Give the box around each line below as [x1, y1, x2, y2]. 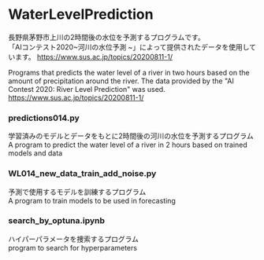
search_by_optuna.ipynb [8, 215, 105, 226]
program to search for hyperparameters [8, 243, 138, 252]
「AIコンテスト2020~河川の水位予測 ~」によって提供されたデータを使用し [8, 42, 250, 52]
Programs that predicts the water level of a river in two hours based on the [8, 68, 250, 77]
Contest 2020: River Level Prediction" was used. [8, 84, 165, 93]
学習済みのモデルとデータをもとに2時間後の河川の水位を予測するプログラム [8, 131, 254, 141]
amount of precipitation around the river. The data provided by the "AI [8, 76, 234, 86]
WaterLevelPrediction [8, 5, 154, 24]
